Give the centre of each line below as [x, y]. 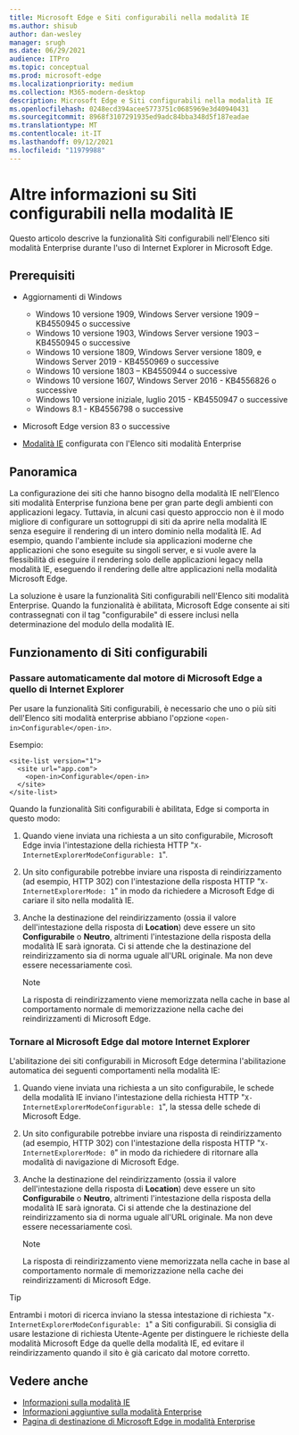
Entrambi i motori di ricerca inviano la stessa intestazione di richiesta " [138, 1315]
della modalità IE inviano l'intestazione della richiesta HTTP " [133, 1098]
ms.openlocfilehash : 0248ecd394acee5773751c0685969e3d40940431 [129, 109]
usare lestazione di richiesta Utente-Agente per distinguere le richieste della [149, 1334]
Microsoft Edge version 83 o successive [96, 427]
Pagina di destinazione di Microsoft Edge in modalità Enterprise [139, 1421]
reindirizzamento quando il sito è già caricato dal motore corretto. [129, 1353]
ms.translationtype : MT [54, 126]
